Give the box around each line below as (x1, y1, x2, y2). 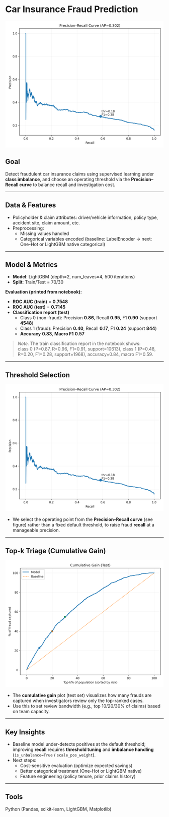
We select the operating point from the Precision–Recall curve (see (12, 516, 153, 522)
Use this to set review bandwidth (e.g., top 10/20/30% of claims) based (12, 703, 161, 709)
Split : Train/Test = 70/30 (12, 279, 64, 285)
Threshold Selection (5, 371, 70, 379)
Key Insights (5, 728, 45, 736)
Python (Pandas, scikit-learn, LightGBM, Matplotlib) (5, 806, 112, 812)
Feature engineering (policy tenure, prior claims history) (20, 773, 136, 780)
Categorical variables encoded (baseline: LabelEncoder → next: (20, 236, 152, 242)
